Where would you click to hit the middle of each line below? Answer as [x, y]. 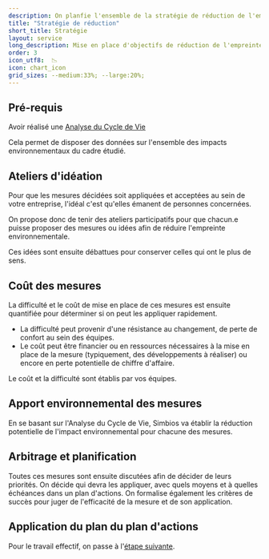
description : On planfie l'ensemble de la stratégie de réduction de [127, 16]
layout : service [35, 38]
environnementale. [39, 236]
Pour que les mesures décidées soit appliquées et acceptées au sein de [127, 195]
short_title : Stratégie [48, 30]
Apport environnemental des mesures [105, 404]
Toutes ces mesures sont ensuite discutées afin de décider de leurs [120, 476]
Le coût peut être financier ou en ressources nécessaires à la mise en [135, 346]
